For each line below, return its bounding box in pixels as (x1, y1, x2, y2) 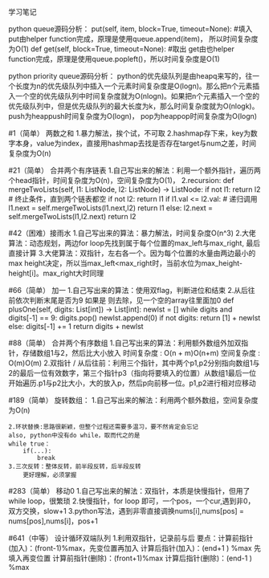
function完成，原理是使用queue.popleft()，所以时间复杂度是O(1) (8, 55, 221, 63)
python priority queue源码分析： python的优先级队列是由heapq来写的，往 (8, 71, 253, 80)
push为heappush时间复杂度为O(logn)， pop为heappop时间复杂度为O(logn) (8, 112, 258, 120)
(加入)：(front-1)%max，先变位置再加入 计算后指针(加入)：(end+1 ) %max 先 (8, 543, 261, 552)
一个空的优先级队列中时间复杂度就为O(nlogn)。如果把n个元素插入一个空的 (14, 92, 260, 100)
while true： (8, 440, 51, 448)
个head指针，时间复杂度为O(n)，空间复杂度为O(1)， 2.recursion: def (8, 176, 234, 185)
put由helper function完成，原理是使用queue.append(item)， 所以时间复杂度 (8, 35, 259, 43)
